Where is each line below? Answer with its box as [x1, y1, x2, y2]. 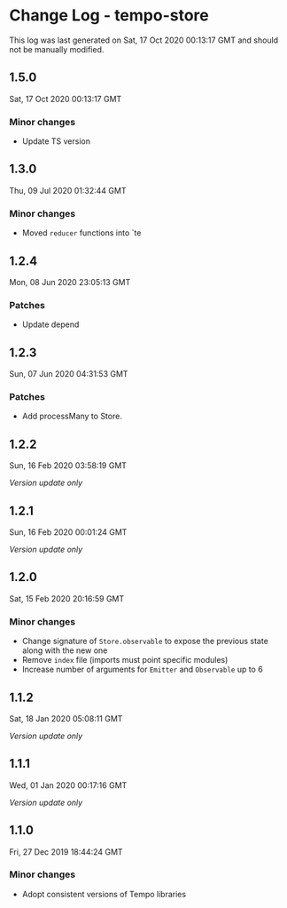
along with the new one [21, 645, 108, 656]
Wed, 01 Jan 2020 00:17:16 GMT [9, 779, 128, 791]
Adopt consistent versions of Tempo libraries [21, 888, 187, 899]
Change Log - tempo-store [9, 5, 210, 26]
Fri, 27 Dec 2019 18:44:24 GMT [9, 846, 123, 857]
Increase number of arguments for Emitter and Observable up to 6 [21, 664, 263, 675]
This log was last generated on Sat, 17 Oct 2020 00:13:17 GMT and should [9, 35, 279, 45]
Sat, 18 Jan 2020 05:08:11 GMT [9, 713, 123, 724]
